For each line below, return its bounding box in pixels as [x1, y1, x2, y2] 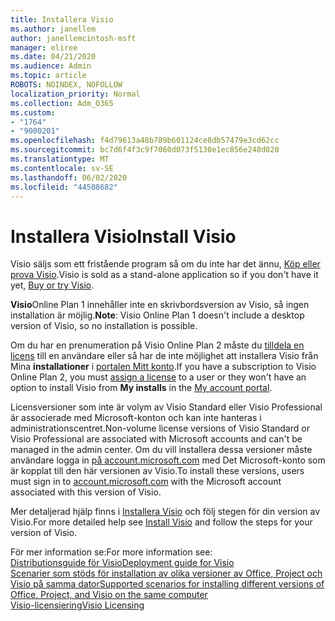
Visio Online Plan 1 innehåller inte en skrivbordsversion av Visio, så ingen [10, 299, 310, 311]
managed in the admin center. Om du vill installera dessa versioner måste [10, 444, 313, 456]
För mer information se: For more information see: [10, 546, 213, 558]
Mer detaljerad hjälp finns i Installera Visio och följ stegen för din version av [10, 506, 321, 518]
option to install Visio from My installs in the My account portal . [10, 382, 273, 394]
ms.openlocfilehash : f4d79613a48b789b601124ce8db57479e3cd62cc [10, 136, 280, 146]
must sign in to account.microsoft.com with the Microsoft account [10, 476, 282, 488]
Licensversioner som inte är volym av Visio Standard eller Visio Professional [10, 401, 323, 413]
